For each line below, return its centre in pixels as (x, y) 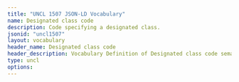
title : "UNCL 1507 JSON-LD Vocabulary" (67, 14)
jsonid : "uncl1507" (36, 34)
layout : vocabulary (36, 41)
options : (20, 67)
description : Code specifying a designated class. (84, 27)
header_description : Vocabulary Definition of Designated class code (113, 54)
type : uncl (23, 61)
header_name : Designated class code (62, 47)
